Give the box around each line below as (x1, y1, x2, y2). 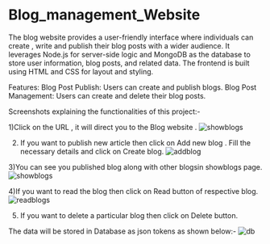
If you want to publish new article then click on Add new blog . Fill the (19, 137, 251, 147)
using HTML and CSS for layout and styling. (8, 66, 154, 76)
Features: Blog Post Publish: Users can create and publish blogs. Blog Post (8, 82, 257, 92)
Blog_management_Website (8, 6, 201, 24)
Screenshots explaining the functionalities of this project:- (8, 107, 201, 116)
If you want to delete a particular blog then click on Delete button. (19, 210, 239, 220)
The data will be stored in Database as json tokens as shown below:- (8, 226, 237, 236)
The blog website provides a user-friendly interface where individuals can (8, 32, 254, 42)
